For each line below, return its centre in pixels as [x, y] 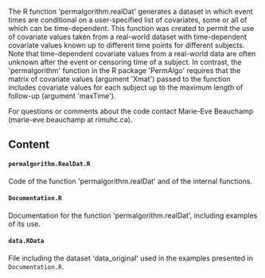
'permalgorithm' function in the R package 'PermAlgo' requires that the [125, 70]
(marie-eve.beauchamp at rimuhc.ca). [70, 120]
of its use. [25, 224]
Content [29, 145]
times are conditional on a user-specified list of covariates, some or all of [128, 20]
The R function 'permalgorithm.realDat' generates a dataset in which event [131, 12]
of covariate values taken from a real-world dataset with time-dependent [128, 37]
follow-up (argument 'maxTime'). [62, 96]
